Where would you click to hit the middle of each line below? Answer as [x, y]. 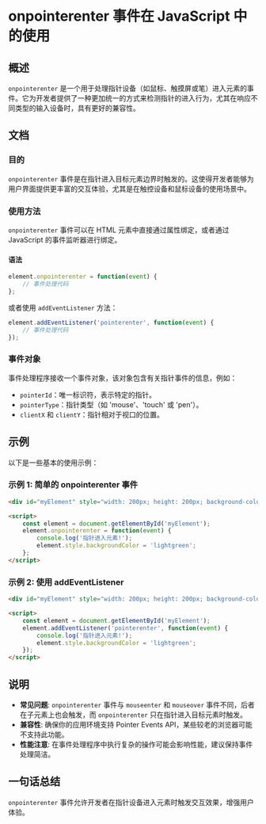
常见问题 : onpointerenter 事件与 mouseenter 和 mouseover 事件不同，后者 [137, 704]
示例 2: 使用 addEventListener [66, 582]
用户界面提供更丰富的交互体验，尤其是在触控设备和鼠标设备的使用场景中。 [129, 189]
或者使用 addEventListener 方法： [63, 307]
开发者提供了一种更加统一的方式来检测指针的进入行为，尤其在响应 [143, 98]
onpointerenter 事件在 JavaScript [120, 16]
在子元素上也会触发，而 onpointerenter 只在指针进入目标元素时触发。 [133, 715]
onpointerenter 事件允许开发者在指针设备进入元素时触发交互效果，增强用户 [131, 802]
